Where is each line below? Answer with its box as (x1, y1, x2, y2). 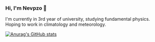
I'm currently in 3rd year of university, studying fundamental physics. (5, 16, 150, 22)
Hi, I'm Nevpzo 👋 (5, 5, 47, 12)
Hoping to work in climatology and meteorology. (5, 21, 106, 27)
